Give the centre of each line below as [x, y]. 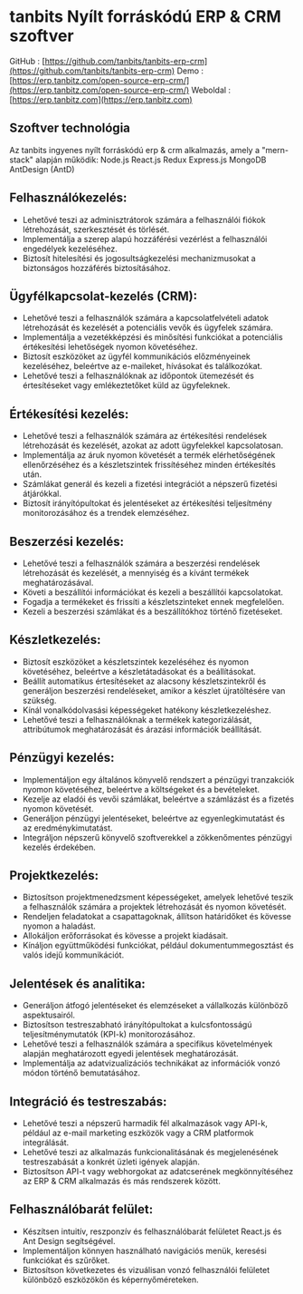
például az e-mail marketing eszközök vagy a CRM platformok [138, 1133]
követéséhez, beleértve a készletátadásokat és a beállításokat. [139, 671]
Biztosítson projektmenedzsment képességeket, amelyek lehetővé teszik [158, 897]
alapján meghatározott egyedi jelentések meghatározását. [130, 1054]
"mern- [275, 150]
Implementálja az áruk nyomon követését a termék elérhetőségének [149, 455]
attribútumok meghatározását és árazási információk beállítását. [142, 729]
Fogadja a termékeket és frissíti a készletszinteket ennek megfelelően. [153, 602]
